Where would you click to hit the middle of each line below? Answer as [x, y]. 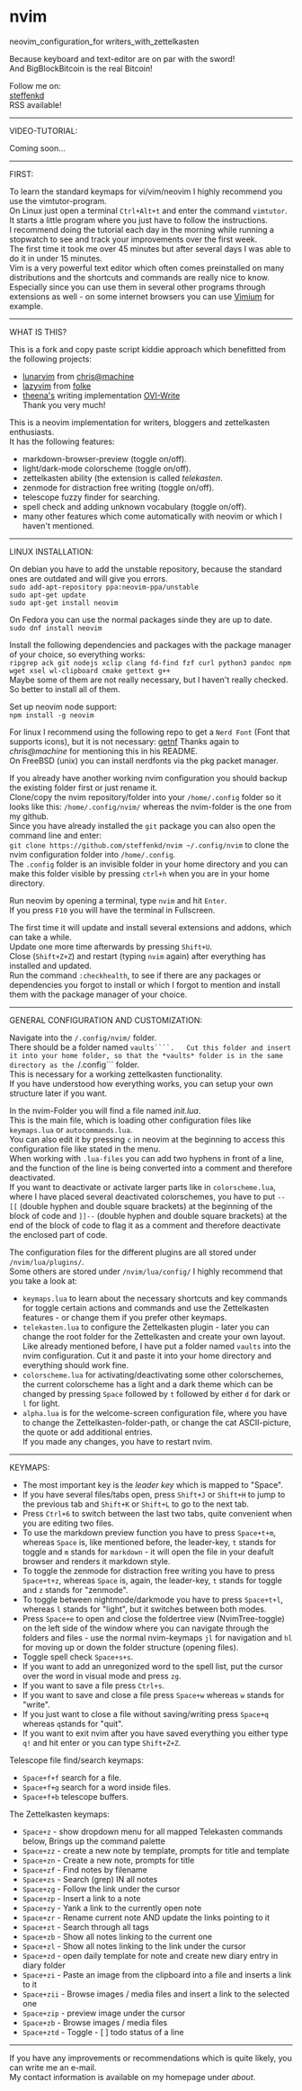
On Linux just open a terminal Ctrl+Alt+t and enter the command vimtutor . [148, 210]
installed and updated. [51, 965]
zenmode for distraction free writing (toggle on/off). [118, 487]
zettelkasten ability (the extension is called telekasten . [122, 477]
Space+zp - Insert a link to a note [81, 1898]
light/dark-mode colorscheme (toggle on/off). [107, 468]
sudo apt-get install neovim [64, 603]
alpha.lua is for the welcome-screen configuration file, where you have [155, 1412]
